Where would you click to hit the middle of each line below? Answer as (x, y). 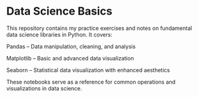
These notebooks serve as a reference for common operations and (91, 82)
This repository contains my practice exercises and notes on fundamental (99, 28)
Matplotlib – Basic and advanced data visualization (70, 58)
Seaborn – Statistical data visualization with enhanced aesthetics (88, 70)
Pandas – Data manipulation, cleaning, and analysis (71, 46)
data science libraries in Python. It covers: (59, 34)
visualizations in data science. (44, 88)
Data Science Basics (59, 11)
